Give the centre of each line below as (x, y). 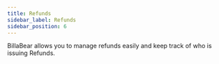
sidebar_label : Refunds (42, 20)
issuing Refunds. (31, 53)
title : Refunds (29, 13)
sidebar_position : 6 (37, 26)
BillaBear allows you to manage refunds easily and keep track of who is (109, 46)
